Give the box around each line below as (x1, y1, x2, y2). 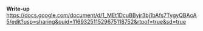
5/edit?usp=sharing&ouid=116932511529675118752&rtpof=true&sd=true (6, 18, 187, 25)
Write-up (6, 5, 30, 12)
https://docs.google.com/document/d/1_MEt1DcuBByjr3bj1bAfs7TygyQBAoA (6, 12, 198, 19)
